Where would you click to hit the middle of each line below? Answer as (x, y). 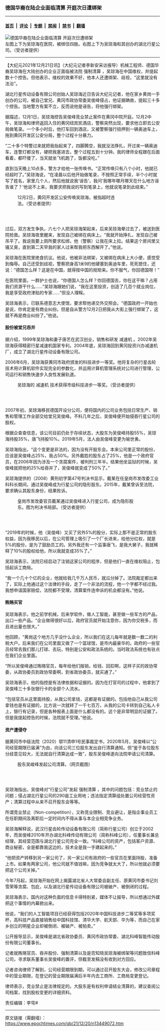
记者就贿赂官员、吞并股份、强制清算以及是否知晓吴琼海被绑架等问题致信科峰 (82, 953)
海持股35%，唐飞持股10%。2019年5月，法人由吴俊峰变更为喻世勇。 (74, 439)
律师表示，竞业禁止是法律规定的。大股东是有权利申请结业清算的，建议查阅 (80, 986)
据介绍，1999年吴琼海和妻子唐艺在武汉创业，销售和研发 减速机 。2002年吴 (81, 339)
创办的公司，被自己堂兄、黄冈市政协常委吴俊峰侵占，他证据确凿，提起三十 (80, 100)
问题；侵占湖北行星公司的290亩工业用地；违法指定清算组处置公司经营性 (78, 796)
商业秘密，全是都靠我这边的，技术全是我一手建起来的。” (61, 848)
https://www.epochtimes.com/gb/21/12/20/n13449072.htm (64, 1024)
